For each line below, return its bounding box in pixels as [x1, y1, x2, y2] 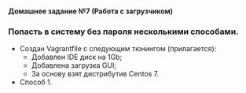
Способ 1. [19, 77, 53, 87]
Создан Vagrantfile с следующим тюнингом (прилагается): [19, 43, 217, 53]
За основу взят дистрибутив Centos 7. [31, 69, 160, 78]
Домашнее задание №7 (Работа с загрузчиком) [8, 6, 174, 16]
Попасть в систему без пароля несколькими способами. [8, 26, 239, 37]
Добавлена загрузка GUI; [31, 60, 116, 70]
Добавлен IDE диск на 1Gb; [31, 52, 123, 61]
